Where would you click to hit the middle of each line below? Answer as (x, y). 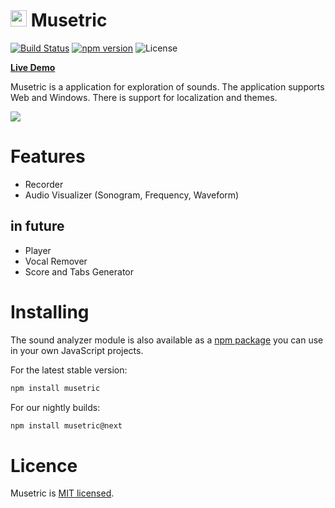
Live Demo (33, 67)
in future (37, 226)
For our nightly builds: (55, 407)
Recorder (44, 184)
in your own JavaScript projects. (77, 350)
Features (48, 156)
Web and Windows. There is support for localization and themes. (144, 97)
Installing (50, 311)
